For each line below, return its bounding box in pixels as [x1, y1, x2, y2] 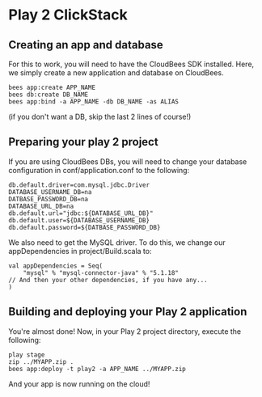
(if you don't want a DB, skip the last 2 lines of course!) [8, 112, 192, 121]
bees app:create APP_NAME [8, 83, 95, 91]
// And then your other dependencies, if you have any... [8, 276, 208, 284]
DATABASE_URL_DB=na [8, 202, 74, 210]
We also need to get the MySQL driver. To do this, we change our [8, 237, 226, 247]
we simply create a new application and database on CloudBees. [8, 68, 224, 78]
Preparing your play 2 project [8, 135, 159, 149]
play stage [8, 350, 45, 359]
